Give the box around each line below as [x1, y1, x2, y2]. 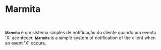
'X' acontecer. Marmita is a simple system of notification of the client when [5, 35, 156, 41]
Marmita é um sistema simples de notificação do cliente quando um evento [5, 29, 157, 35]
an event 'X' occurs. [5, 40, 46, 46]
